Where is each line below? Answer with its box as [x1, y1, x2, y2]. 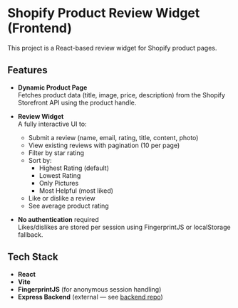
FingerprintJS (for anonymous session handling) [17, 285, 162, 293]
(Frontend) [7, 20, 73, 36]
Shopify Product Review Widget [7, 5, 200, 21]
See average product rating [28, 201, 109, 210]
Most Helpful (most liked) [38, 186, 114, 195]
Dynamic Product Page [17, 83, 88, 92]
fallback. [17, 230, 43, 239]
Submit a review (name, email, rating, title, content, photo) [28, 133, 199, 142]
